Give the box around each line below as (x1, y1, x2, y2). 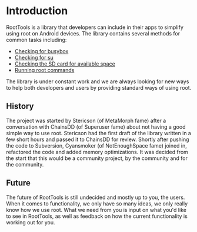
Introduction (6, 4, 68, 18)
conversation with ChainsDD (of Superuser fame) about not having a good (6, 123, 186, 130)
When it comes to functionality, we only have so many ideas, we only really (6, 200, 188, 207)
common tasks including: (6, 36, 67, 43)
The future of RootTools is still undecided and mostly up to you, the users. (6, 194, 185, 201)
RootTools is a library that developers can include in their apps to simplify (6, 24, 184, 31)
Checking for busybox (14, 47, 69, 54)
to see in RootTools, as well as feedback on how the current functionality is (6, 213, 188, 220)
